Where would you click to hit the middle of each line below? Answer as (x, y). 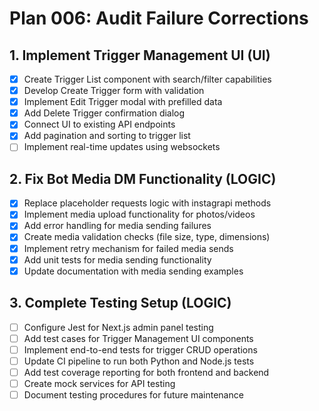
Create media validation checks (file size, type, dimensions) (147, 237)
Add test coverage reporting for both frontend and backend (146, 372)
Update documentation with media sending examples (133, 271)
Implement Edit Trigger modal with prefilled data (123, 102)
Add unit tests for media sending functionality (117, 259)
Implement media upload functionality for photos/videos (139, 214)
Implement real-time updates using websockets (122, 147)
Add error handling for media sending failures (117, 226)
